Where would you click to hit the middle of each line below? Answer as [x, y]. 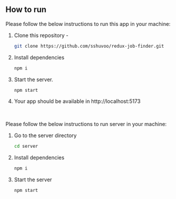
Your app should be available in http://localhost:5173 [77, 101]
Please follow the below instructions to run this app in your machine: [88, 24]
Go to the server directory [45, 135]
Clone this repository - [41, 35]
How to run [26, 10]
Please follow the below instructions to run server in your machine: [86, 124]
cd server [26, 147]
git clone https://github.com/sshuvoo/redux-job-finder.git [89, 46]
